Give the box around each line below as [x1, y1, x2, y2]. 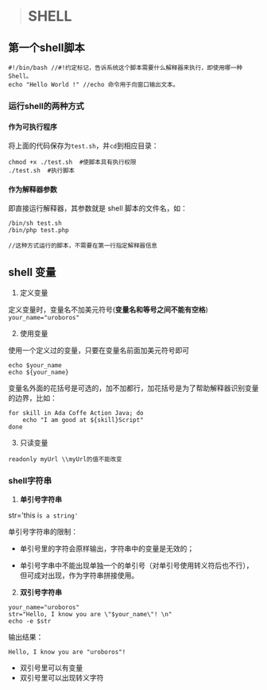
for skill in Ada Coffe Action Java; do [8, 409, 145, 417]
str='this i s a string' [8, 510, 79, 520]
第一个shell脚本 [8, 41, 85, 54]
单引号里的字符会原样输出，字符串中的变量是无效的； [19, 544, 195, 553]
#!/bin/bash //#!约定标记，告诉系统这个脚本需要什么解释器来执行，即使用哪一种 [8, 64, 243, 72]
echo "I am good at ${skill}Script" [22, 417, 145, 424]
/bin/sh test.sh [8, 219, 62, 227]
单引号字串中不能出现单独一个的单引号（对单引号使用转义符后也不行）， [19, 560, 253, 571]
